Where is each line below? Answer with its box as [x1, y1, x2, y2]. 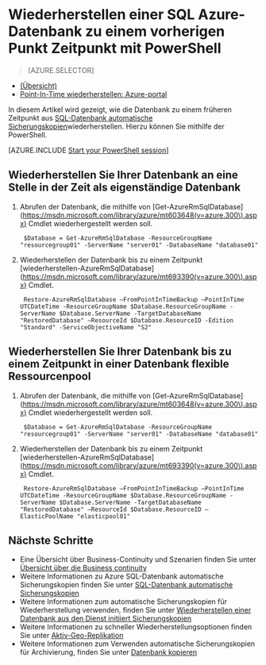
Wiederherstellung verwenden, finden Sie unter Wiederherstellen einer [19, 605, 252, 615]
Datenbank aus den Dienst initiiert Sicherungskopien [19, 613, 192, 624]
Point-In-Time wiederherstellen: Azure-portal [19, 89, 168, 98]
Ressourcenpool [8, 370, 91, 383]
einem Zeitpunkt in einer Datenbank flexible [8, 357, 229, 371]
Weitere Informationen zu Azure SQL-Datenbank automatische [19, 571, 224, 581]
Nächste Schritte [8, 533, 94, 547]
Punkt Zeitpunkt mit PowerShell [8, 40, 222, 57]
